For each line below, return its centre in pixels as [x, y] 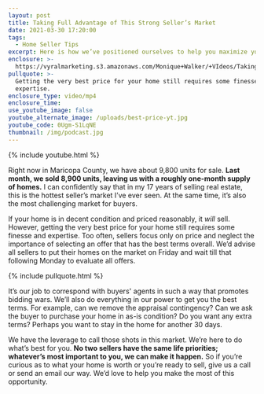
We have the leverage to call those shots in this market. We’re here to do [125, 340]
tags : [17, 37]
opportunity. [28, 381]
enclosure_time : [35, 103]
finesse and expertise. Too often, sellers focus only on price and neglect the [131, 235]
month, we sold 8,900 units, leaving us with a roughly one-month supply [129, 179]
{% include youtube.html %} [54, 155]
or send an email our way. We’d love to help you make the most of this [121, 373]
